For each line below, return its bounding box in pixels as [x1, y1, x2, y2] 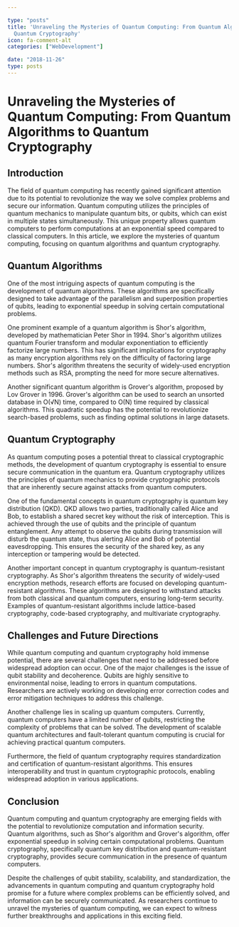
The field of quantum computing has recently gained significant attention [7, 186, 221, 195]
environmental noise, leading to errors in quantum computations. [7, 679, 197, 687]
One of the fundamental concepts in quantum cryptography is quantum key [7, 497, 228, 505]
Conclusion [7, 795, 60, 807]
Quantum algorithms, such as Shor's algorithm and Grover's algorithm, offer [7, 829, 230, 839]
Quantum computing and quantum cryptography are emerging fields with [7, 814, 222, 823]
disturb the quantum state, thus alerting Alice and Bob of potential [7, 535, 201, 543]
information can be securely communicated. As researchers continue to [7, 896, 218, 905]
